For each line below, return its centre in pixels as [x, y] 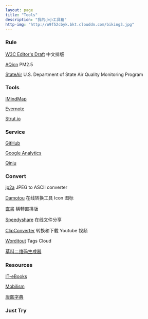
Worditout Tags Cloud [28, 241]
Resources [19, 265]
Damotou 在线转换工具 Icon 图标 [39, 198]
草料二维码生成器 [23, 251]
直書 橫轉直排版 [22, 209]
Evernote [15, 109]
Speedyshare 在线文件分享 [34, 220]
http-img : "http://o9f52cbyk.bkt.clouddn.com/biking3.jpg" [70, 24]
